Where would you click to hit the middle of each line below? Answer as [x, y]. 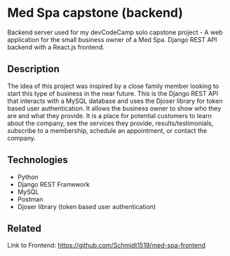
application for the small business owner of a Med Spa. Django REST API [112, 39]
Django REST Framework [53, 184]
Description [33, 69]
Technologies [38, 160]
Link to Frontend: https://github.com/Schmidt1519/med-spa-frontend [106, 246]
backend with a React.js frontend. [56, 47]
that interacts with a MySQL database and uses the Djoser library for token [115, 101]
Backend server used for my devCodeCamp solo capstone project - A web [115, 32]
